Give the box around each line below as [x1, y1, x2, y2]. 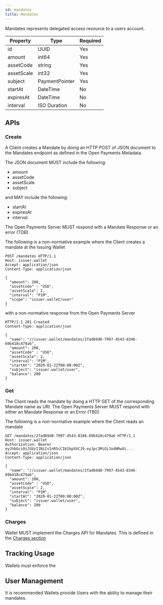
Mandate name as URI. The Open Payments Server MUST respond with [5, 404, 150, 410]
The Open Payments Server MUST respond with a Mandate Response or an [5, 224, 159, 230]
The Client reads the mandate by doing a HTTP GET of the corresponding [5, 399, 155, 405]
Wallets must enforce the [5, 562, 56, 568]
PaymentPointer [37, 78, 75, 85]
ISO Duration [37, 102, 67, 109]
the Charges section [5, 535, 46, 541]
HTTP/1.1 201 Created [5, 320, 50, 325]
